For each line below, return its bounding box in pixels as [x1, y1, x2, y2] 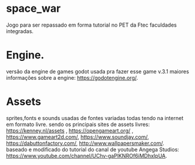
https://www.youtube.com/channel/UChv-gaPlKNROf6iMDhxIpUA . [6, 152, 167, 159]
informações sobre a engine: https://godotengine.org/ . [6, 74, 138, 81]
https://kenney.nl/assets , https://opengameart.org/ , [6, 127, 134, 134]
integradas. [6, 27, 34, 34]
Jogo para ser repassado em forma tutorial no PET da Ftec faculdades [6, 21, 177, 28]
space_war [6, 2, 61, 15]
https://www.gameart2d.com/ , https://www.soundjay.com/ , [6, 133, 149, 140]
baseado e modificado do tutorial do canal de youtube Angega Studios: [6, 145, 180, 153]
